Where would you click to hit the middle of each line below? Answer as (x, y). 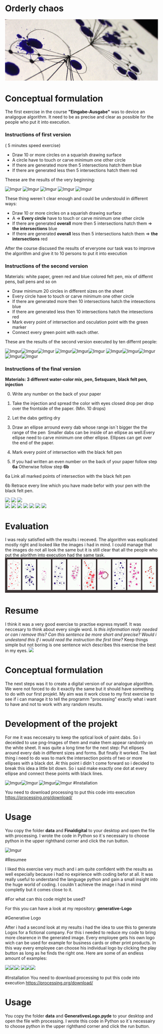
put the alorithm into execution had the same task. (55, 555)
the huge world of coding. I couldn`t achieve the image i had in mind (73, 884)
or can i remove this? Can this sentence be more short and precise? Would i (81, 634)
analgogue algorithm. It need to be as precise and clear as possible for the (79, 117)
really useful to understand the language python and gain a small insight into (81, 879)
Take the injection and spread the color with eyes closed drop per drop (83, 403)
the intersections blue (34, 228)
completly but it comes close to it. (39, 889)
